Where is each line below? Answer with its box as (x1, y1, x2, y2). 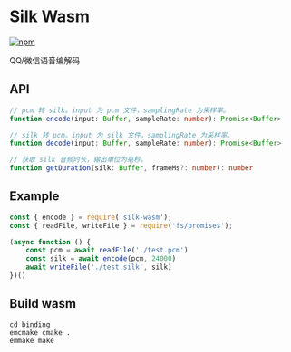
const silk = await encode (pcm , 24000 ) (25, 254, 177, 263)
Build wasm (9, 296, 77, 311)
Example (9, 188, 60, 205)
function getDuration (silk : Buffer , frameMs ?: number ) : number (9, 164, 254, 173)
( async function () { (9, 237, 92, 246)
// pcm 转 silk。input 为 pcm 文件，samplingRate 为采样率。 (9, 106, 230, 115)
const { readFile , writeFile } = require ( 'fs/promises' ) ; (9, 221, 233, 230)
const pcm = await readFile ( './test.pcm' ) (25, 246, 189, 255)
